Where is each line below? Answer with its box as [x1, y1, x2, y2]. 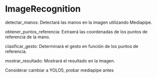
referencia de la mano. [5, 34, 50, 40]
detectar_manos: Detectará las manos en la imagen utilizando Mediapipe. [5, 19, 153, 25]
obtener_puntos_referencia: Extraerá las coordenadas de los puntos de [5, 29, 148, 34]
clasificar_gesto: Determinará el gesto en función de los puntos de [5, 43, 138, 49]
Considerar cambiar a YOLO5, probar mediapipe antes [5, 67, 114, 73]
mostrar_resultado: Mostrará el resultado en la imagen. [5, 58, 116, 63]
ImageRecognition [5, 3, 81, 15]
